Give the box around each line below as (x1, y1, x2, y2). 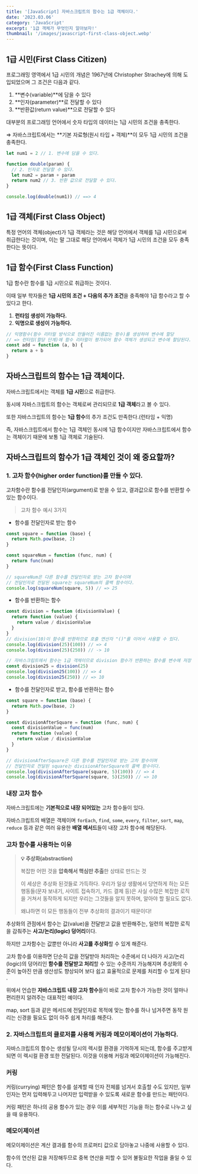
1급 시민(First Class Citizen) (6, 54, 108, 64)
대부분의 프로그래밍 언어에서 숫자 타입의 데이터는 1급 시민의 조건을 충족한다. (6, 118, 180, 125)
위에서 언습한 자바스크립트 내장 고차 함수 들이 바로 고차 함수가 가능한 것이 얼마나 (6, 986, 189, 994)
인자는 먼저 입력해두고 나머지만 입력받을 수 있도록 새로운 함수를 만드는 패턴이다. (6, 1090, 189, 1097)
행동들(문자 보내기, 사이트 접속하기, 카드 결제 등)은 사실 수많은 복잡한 (20, 887, 179, 895)
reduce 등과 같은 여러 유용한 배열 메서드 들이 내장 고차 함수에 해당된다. (6, 824, 167, 831)
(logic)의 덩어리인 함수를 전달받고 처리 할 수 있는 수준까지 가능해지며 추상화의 (6, 960, 182, 967)
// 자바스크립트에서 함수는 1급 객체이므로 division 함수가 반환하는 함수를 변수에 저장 (6, 658, 191, 664)
